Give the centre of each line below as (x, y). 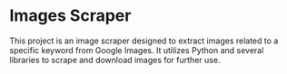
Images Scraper (70, 16)
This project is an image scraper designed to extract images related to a (144, 41)
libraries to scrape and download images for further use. (115, 60)
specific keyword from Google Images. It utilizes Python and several (137, 50)
